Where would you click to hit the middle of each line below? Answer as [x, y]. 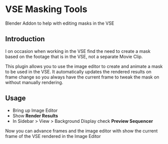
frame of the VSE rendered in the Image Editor [53, 136]
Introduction [25, 39]
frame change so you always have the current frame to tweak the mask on [82, 77]
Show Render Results [35, 116]
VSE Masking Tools [46, 9]
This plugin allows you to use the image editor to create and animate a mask [84, 66]
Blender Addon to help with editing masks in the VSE [60, 23]
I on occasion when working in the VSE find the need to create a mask [78, 51]
